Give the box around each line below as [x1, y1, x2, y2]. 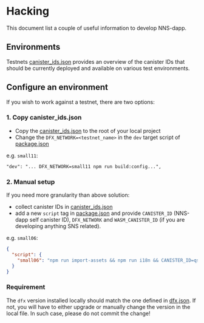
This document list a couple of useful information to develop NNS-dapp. [6, 24, 187, 32]
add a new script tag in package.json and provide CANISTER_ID [15, 209, 172, 217]
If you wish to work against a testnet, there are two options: [6, 98, 155, 106]
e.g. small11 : [6, 152, 38, 159]
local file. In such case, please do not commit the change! [6, 310, 151, 317]
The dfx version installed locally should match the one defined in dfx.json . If [6, 296, 196, 304]
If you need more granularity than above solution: [6, 191, 130, 199]
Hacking [6, 4, 50, 18]
